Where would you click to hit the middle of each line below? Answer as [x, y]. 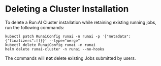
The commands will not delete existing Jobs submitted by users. [71, 58]
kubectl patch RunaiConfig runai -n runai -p [52, 36]
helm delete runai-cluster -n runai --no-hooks [55, 49]
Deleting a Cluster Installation [67, 9]
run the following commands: [35, 27]
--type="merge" [64, 41]
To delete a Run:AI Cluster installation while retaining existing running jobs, [81, 22]
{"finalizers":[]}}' [26, 41]
